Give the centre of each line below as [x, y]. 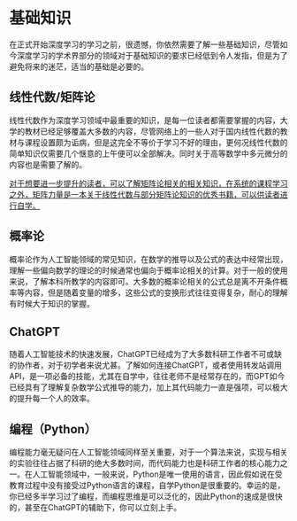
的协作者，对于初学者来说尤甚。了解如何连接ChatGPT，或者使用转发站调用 [146, 365]
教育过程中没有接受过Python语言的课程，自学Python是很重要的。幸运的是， [147, 486]
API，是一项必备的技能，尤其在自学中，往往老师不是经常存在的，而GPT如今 [147, 377]
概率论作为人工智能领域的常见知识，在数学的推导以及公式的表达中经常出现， [148, 259]
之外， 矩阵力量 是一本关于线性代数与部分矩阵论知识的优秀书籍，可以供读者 [145, 194]
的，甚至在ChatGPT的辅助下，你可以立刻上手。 [95, 508]
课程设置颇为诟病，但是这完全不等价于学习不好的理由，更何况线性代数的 [156, 142]
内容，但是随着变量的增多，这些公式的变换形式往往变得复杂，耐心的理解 [156, 292]
